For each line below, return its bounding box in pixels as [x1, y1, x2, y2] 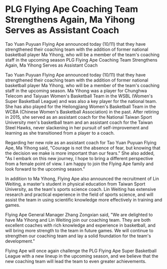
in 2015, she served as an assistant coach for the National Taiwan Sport [5, 114, 152, 120]
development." [5, 238, 35, 244]
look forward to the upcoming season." [5, 166, 85, 172]
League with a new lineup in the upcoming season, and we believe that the [5, 253, 159, 259]
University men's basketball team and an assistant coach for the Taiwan [5, 119, 153, 125]
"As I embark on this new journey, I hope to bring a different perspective [5, 155, 154, 161]
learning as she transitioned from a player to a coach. [5, 130, 115, 136]
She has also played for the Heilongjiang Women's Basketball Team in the [5, 103, 156, 109]
